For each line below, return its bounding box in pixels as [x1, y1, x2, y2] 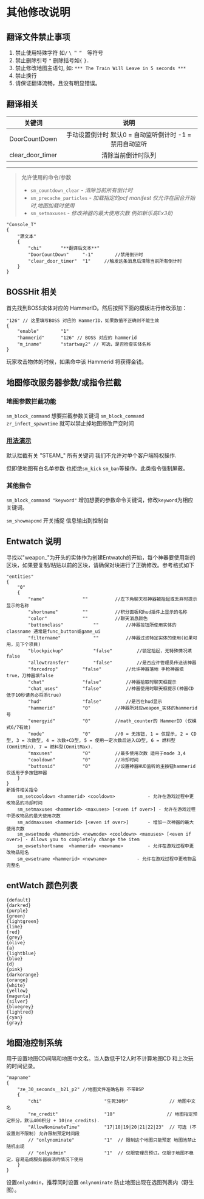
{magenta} [6, 993, 32, 999]
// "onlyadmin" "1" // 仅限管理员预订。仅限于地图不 [28, 1150, 189, 1156]
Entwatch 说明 [6, 536, 61, 547]
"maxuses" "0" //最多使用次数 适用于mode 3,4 [28, 750, 186, 756]
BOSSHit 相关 [6, 287, 58, 297]
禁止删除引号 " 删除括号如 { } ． [15, 57, 92, 64]
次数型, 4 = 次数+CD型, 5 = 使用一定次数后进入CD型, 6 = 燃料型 [27, 737, 176, 744]
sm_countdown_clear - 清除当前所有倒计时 [30, 187, 133, 194]
